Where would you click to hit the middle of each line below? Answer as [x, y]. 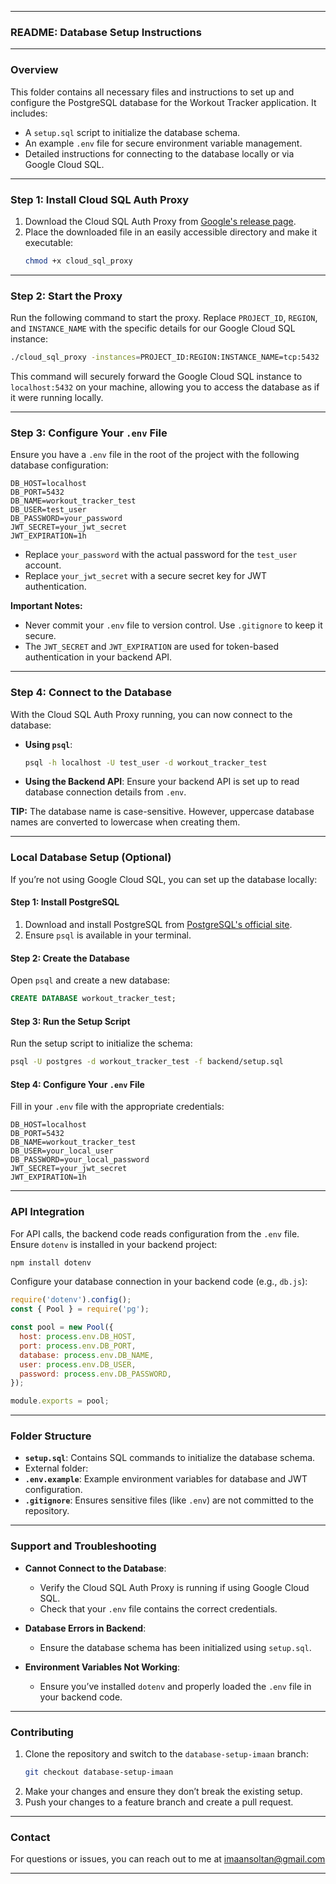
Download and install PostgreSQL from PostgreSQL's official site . [158, 924]
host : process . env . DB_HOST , [78, 1337]
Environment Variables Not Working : [102, 1667]
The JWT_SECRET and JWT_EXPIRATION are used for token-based [152, 647]
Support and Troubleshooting [83, 1546]
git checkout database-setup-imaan [99, 1772]
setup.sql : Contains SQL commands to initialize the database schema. [170, 1458]
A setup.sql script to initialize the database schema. [132, 132]
